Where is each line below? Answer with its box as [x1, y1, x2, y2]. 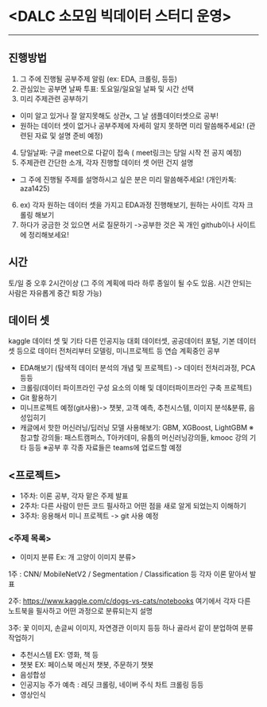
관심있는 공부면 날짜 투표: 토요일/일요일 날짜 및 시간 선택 [19, 84, 195, 93]
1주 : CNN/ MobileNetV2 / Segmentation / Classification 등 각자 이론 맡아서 [8, 569, 248, 579]
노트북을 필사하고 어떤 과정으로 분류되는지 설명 [8, 607, 153, 616]
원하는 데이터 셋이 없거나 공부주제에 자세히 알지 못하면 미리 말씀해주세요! [19, 120, 245, 130]
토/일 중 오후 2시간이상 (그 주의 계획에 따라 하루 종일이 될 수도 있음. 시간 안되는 [8, 278, 253, 288]
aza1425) [19, 183, 50, 193]
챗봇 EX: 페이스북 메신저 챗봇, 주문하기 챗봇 [19, 660, 154, 670]
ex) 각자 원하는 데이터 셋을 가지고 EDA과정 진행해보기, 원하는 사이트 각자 [19, 200, 246, 210]
